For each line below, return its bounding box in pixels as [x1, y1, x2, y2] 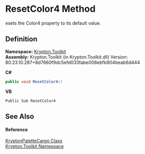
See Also [5, 112, 34, 121]
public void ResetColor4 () [5, 79, 63, 84]
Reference [5, 126, 28, 133]
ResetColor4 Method [5, 3, 96, 15]
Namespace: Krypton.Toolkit [5, 48, 66, 54]
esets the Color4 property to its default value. [5, 20, 101, 26]
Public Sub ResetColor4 [5, 98, 56, 103]
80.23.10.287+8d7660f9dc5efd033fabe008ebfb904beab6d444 [5, 59, 140, 65]
